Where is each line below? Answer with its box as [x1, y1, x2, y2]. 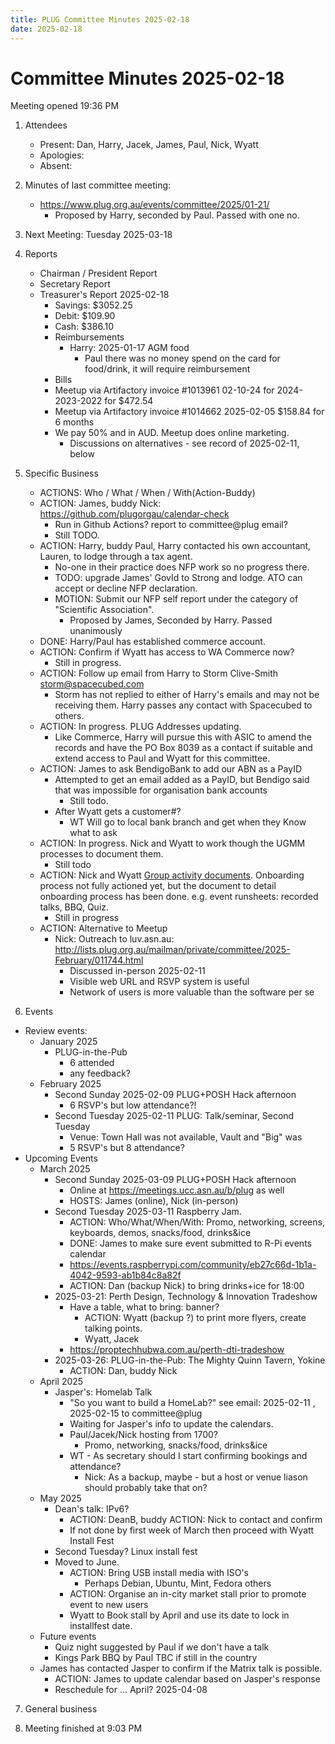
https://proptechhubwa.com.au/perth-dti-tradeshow [69, 1344, 285, 1356]
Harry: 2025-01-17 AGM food [69, 342, 190, 354]
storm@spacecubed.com [39, 678, 145, 690]
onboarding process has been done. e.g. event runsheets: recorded [39, 891, 319, 903]
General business [24, 1703, 98, 1715]
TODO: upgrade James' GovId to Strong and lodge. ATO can [54, 572, 303, 584]
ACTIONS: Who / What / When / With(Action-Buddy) [39, 487, 256, 499]
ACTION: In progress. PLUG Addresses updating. [39, 721, 242, 733]
